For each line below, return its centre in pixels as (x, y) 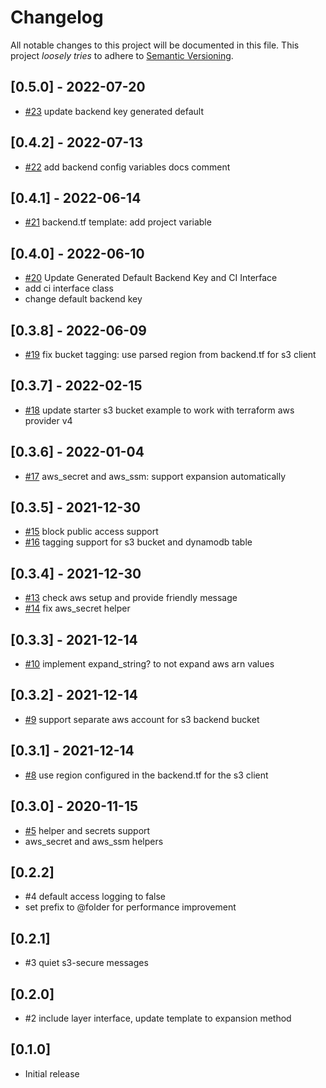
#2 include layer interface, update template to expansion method (158, 1018)
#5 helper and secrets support (87, 830)
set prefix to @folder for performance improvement (130, 907)
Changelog (57, 17)
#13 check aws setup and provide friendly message (131, 598)
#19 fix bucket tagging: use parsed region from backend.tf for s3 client (170, 354)
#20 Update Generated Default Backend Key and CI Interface (151, 278)
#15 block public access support (91, 532)
